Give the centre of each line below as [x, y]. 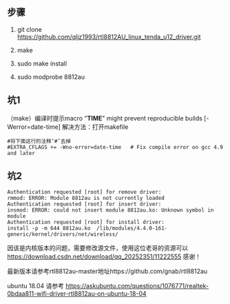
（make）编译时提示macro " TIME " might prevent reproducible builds [105, 118]
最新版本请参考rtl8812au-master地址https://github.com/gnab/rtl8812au [107, 272]
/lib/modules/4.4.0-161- [132, 229]
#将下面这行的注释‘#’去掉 [39, 141]
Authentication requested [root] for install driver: [86, 223]
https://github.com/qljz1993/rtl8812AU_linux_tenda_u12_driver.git [109, 37]
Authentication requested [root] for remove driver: [84, 192]
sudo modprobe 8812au [51, 77]
